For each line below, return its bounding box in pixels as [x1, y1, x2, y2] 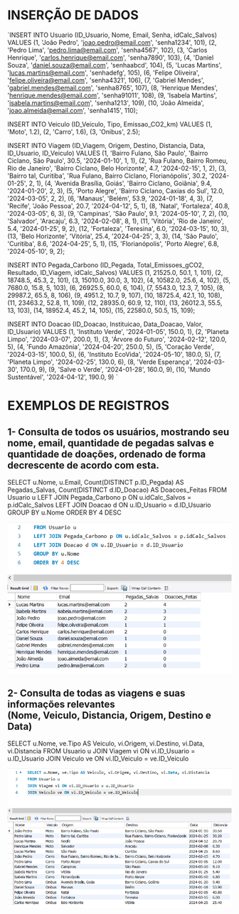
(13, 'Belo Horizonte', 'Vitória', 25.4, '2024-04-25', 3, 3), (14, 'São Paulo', [7, 232, 218, 240]
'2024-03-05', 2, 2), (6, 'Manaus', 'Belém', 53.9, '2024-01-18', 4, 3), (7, [7, 194, 213, 203]
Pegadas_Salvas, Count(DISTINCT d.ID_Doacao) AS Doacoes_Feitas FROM [7, 485, 228, 494]
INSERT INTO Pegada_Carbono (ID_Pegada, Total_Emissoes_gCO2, [7, 260, 204, 269]
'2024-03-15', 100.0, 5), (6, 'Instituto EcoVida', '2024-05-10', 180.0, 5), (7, [7, 350, 222, 358]
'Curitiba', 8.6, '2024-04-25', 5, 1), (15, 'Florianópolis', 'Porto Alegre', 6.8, [7, 239, 219, 248]
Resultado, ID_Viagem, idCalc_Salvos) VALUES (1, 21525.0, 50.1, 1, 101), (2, [7, 268, 223, 276]
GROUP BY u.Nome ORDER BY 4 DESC [7, 508, 122, 517]
